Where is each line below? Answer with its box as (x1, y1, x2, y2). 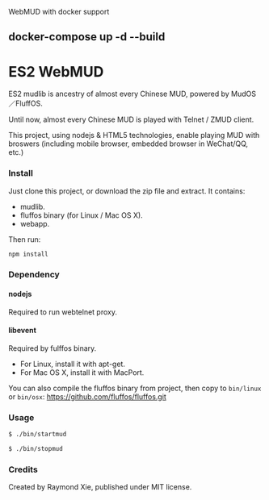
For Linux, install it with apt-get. (19, 359, 125, 369)
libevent (8, 326, 36, 335)
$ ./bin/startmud (8, 431, 67, 439)
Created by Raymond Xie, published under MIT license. (8, 482, 192, 492)
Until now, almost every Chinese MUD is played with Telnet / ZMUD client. (8, 115, 254, 124)
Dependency (8, 269, 61, 281)
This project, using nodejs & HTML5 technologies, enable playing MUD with (8, 131, 260, 140)
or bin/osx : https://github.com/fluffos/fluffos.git (8, 391, 167, 402)
